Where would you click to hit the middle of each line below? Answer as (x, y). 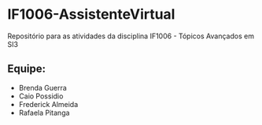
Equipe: (27, 69)
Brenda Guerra (43, 87)
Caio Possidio (41, 96)
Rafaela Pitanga (44, 112)
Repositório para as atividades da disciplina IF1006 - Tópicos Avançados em (131, 36)
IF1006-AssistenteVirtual (91, 14)
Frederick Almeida (48, 104)
